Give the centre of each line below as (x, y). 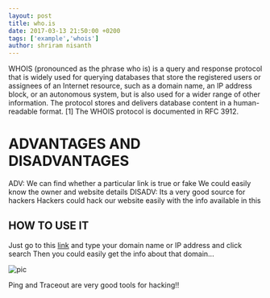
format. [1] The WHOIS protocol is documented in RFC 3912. (139, 112)
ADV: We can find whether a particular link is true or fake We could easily (130, 184)
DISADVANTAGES (69, 161)
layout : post (30, 16)
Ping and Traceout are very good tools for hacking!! (94, 285)
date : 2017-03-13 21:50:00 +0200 (64, 31)
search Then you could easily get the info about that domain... (112, 254)
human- (247, 103)
